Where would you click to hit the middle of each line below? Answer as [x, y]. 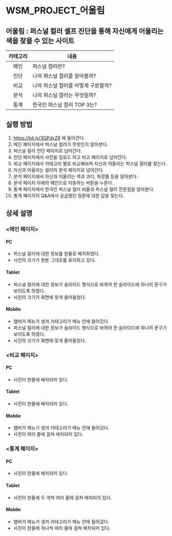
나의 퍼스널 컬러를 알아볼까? [64, 76]
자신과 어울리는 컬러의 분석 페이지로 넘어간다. [59, 170]
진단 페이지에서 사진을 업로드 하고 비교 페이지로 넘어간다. [70, 157]
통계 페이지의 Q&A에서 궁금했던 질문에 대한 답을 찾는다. [69, 195]
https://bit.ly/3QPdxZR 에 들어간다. [49, 138]
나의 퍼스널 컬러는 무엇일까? [64, 95]
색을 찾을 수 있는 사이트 [40, 41]
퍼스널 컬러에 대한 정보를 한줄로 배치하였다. [56, 254]
